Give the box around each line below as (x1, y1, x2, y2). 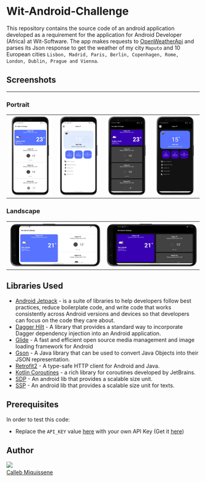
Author (6, 445, 34, 456)
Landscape (6, 207, 40, 216)
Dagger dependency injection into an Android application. (15, 329, 161, 337)
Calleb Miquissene (6, 469, 53, 476)
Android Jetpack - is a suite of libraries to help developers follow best (15, 297, 191, 304)
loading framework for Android (15, 342, 93, 350)
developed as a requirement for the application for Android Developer (6, 31, 182, 38)
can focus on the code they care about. (15, 317, 115, 324)
